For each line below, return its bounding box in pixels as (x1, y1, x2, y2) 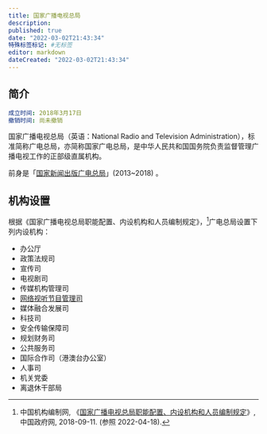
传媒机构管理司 (19, 283, 69, 293)
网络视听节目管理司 (19, 293, 83, 303)
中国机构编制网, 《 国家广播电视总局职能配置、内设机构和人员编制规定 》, (19, 407, 256, 417)
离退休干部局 (19, 382, 62, 392)
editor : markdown (8, 48, 66, 56)
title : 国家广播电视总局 (8, 11, 81, 20)
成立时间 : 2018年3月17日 (8, 109, 82, 117)
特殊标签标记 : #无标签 (8, 41, 73, 49)
